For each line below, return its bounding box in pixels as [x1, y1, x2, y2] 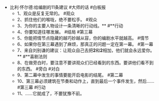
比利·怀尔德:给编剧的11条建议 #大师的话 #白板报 [9, 4, 106, 10]
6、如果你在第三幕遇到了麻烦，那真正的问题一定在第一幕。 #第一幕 [17, 41, 154, 47]
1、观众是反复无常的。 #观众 [17, 10, 75, 16]
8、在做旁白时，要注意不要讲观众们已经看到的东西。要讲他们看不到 [17, 60, 154, 66]
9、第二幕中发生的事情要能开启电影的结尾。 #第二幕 [17, 72, 124, 78]
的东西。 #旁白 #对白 [17, 66, 60, 71]
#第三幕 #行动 [17, 84, 46, 90]
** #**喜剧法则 [17, 54, 48, 59]
